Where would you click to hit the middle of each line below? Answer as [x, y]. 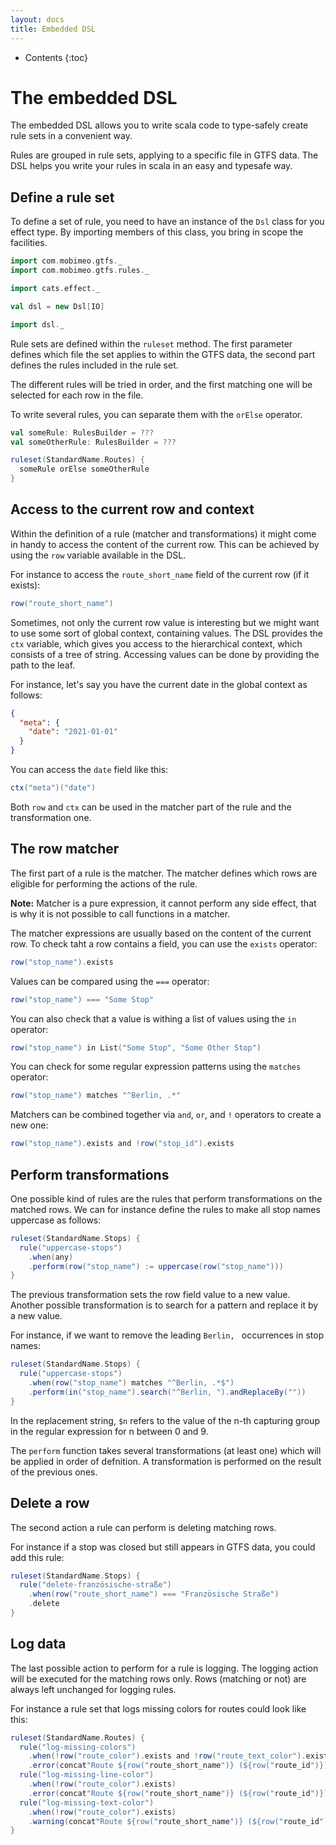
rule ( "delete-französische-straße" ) [95, 1585]
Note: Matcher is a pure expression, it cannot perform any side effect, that [163, 903]
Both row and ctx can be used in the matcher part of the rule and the [151, 807]
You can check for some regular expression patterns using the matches [156, 1067]
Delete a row [50, 1503]
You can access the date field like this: [89, 770]
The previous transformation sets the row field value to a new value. [150, 1295]
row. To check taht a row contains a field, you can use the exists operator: [164, 943]
